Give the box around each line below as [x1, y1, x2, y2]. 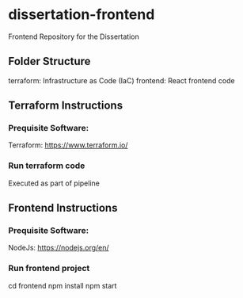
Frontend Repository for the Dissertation [8, 32, 140, 41]
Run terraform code [8, 160, 85, 171]
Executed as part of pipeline [8, 178, 101, 188]
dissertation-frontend [8, 6, 155, 24]
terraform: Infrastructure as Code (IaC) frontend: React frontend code [8, 75, 235, 85]
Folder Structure [8, 55, 91, 68]
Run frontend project [8, 263, 90, 274]
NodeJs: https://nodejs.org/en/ [8, 243, 109, 253]
